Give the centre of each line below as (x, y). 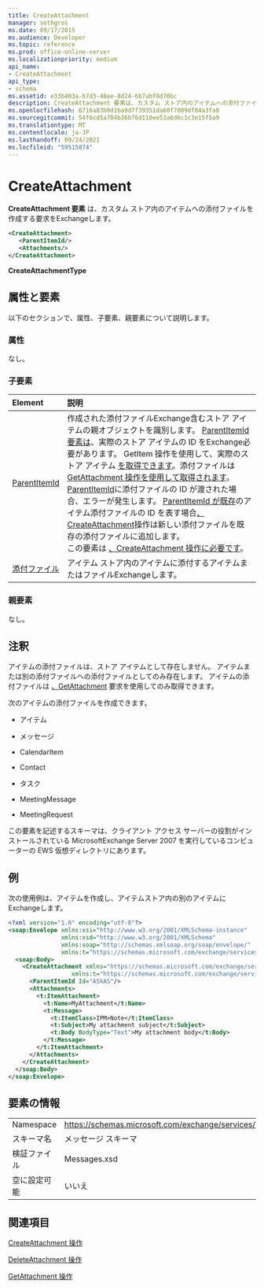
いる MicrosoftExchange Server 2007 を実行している (141, 841)
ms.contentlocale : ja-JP (49, 132)
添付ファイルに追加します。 (134, 537)
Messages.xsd (91, 1159)
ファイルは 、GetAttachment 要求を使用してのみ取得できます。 (116, 686)
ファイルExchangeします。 (132, 575)
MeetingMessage (48, 799)
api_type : (24, 81)
